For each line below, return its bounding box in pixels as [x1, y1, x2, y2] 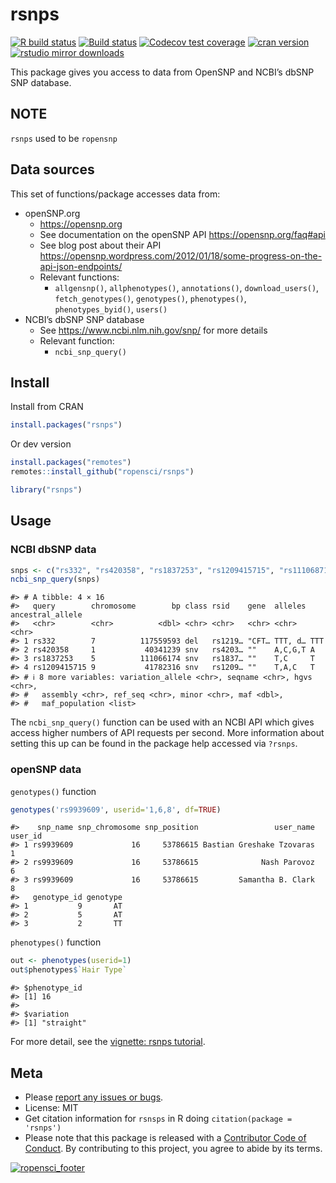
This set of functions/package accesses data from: [10, 188, 221, 200]
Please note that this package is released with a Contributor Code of [24, 1132, 307, 1144]
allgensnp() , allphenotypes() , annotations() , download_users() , [54, 281, 320, 293]
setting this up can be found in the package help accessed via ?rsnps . [10, 738, 298, 750]
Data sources [10, 161, 95, 178]
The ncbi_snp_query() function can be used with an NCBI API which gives [10, 716, 315, 728]
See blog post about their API [39, 239, 162, 251]
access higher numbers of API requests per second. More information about [10, 727, 325, 739]
